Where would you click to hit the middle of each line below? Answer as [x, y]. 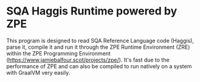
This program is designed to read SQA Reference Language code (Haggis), [100, 40]
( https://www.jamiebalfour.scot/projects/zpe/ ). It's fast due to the [88, 60]
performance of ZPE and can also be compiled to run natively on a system [99, 66]
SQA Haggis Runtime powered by [92, 11]
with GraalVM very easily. [38, 72]
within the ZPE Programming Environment [58, 53]
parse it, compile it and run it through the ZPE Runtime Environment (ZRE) [98, 47]
